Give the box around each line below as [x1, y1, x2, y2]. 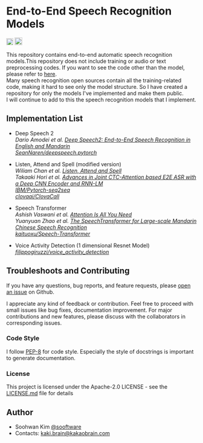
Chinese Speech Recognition [14, 224, 88, 231]
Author [6, 407, 33, 418]
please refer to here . [6, 70, 57, 77]
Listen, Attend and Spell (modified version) [14, 160, 122, 167]
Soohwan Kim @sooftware [14, 423, 82, 430]
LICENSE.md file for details [6, 390, 74, 397]
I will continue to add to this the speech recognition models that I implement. [6, 95, 196, 103]
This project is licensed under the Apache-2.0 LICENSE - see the [6, 383, 168, 390]
